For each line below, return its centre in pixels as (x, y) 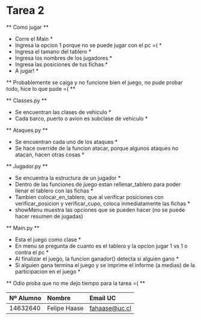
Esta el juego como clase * (48, 239)
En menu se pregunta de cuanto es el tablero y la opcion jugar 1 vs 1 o (101, 246)
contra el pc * (32, 252)
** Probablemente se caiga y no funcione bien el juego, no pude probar (94, 82)
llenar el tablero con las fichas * (54, 191)
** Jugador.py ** (27, 166)
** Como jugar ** (28, 27)
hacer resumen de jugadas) (49, 216)
